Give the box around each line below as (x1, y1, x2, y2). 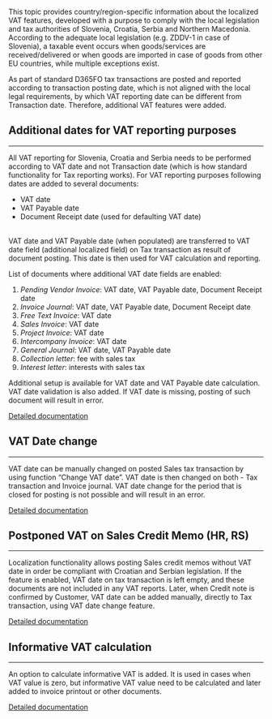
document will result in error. (8, 395, 104, 405)
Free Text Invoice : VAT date (19, 310, 112, 320)
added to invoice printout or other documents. (8, 687, 162, 696)
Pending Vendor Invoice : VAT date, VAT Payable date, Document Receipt (19, 284, 262, 295)
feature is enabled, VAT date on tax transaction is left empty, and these (8, 575, 245, 585)
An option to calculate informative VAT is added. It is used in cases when (8, 669, 251, 679)
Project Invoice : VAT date (19, 328, 104, 338)
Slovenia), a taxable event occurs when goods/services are (8, 41, 206, 51)
